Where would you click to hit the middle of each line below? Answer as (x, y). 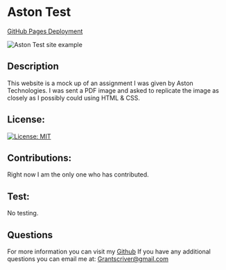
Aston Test (39, 12)
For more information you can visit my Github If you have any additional (109, 251)
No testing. (23, 213)
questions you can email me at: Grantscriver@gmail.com (88, 259)
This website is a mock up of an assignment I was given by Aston (101, 83)
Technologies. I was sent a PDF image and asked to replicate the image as (113, 90)
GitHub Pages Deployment (45, 31)
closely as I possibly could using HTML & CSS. (74, 98)
